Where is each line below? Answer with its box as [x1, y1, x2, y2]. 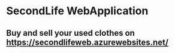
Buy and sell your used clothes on [6, 28, 135, 38]
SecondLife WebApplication [6, 4, 149, 18]
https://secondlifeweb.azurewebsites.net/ [6, 37, 169, 47]
